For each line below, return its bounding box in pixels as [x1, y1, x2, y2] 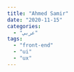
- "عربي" [13, 29, 38, 36]
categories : [7, 23, 41, 29]
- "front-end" [13, 42, 53, 49]
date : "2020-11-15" [7, 16, 63, 23]
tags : [7, 36, 23, 43]
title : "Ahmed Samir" [7, 10, 69, 17]
